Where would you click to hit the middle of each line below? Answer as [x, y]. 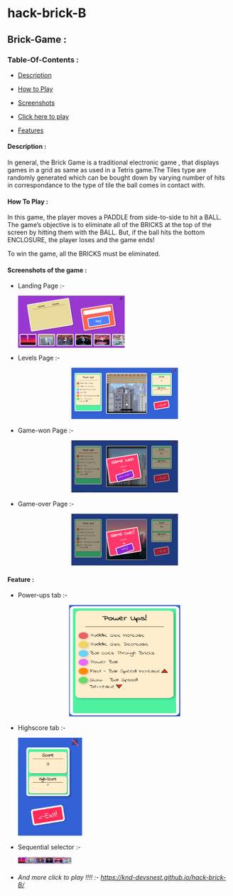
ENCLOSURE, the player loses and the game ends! [81, 240]
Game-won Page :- [45, 431]
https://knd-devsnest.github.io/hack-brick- [163, 877]
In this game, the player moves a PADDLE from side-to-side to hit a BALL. [115, 217]
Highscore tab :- [42, 728]
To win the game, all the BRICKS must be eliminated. [84, 254]
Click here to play [43, 116]
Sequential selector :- [49, 847]
